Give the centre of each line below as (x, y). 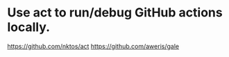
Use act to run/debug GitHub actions (115, 13)
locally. (29, 27)
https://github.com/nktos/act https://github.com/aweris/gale (93, 46)
